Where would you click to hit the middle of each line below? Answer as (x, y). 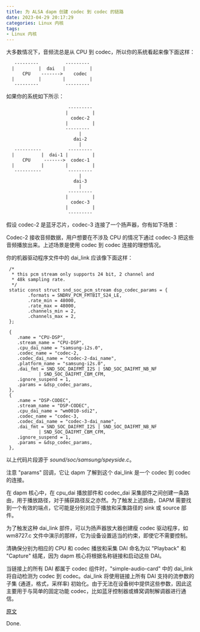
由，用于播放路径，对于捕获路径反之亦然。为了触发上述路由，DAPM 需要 (96, 500)
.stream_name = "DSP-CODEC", (53, 406)
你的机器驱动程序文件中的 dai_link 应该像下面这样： (70, 258)
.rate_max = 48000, (52, 306)
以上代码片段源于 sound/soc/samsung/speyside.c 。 (71, 460)
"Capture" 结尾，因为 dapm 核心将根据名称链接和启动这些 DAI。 (86, 556)
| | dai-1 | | (53, 155)
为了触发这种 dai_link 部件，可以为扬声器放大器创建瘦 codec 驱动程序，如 (97, 528)
